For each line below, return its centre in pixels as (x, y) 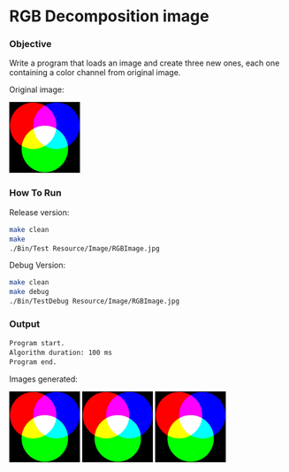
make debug (29, 292)
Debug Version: (38, 265)
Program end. (33, 362)
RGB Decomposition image (109, 16)
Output (25, 323)
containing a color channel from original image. (95, 73)
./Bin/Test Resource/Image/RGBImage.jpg (85, 248)
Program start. (37, 344)
